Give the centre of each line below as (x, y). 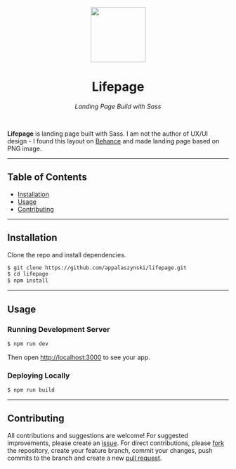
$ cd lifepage (28, 274)
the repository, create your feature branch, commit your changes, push (110, 450)
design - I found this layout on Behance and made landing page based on (113, 141)
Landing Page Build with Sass (118, 106)
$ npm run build (31, 390)
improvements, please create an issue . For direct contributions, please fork (116, 443)
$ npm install (28, 281)
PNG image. (25, 148)
